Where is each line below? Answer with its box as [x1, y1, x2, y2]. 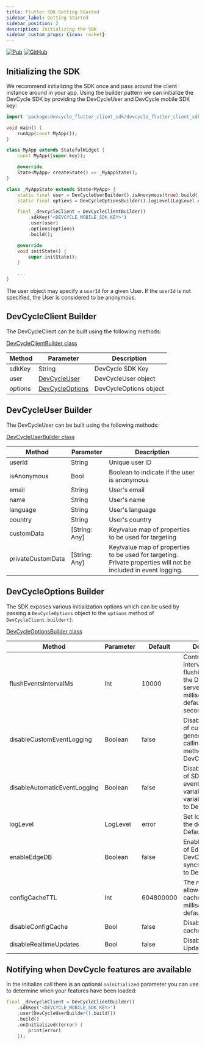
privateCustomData [9, 554, 65, 563]
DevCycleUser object [94, 374, 156, 383]
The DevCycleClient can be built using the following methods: [6, 328, 162, 335]
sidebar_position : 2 [6, 20, 59, 26]
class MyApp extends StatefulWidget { [6, 147, 105, 153]
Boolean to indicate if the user [109, 468, 195, 476]
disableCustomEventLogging [9, 735, 93, 744]
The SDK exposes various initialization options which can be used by [6, 603, 180, 610]
